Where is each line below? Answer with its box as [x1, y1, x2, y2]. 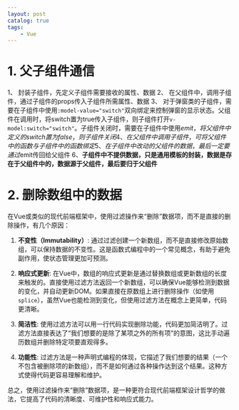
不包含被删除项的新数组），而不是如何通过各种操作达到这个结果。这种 [17, 362, 221, 371]
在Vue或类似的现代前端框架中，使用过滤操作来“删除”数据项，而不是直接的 [7, 212, 225, 221]
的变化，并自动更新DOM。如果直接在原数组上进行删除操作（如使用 [17, 287, 215, 296]
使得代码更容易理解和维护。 [24, 371, 106, 379]
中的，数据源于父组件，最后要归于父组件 [38, 160, 158, 168]
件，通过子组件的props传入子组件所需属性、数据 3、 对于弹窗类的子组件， [7, 97, 226, 106]
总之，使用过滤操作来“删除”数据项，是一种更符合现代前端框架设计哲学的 [7, 386, 220, 394]
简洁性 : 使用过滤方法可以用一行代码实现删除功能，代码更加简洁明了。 [17, 320, 222, 329]
